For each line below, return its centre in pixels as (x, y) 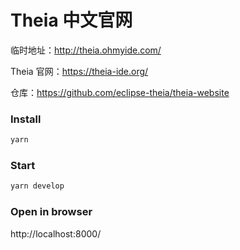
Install (26, 119)
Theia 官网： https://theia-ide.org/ (79, 71)
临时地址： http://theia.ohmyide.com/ (86, 50)
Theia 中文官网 (71, 20)
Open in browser (51, 212)
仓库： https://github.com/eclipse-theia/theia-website (120, 92)
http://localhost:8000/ (56, 233)
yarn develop (37, 186)
